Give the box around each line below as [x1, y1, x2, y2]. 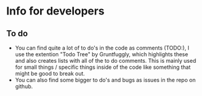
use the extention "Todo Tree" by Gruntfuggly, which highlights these [15, 51, 189, 58]
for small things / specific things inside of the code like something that [15, 63, 191, 71]
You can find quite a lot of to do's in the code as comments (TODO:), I [15, 44, 189, 51]
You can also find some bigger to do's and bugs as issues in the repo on [15, 77, 196, 83]
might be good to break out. [15, 70, 85, 77]
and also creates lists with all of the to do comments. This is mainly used [15, 57, 197, 64]
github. [15, 83, 33, 90]
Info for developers [6, 4, 105, 18]
